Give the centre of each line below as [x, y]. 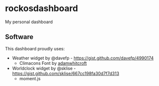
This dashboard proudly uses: [35, 48]
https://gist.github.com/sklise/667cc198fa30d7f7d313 [66, 73]
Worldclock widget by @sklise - [44, 68]
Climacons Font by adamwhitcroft [53, 63]
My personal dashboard [29, 22]
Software [19, 37]
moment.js [30, 78]
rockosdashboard [42, 8]
